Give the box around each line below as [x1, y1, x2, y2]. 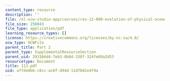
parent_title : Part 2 [5, 45, 51, 50]
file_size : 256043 [5, 21, 44, 27]
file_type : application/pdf [5, 26, 65, 31]
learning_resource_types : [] [5, 31, 67, 36]
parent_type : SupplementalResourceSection [5, 49, 96, 54]
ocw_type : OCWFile [5, 40, 44, 45]
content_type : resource [5, 7, 56, 13]
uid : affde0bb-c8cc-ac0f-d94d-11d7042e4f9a [5, 68, 99, 73]
